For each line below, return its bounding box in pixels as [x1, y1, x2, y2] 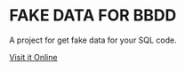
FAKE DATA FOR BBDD [9, 5, 177, 26]
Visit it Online [9, 51, 58, 62]
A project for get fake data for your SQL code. [9, 35, 178, 45]
